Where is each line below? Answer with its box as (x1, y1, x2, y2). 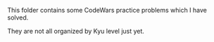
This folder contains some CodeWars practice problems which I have (7, 6, 208, 14)
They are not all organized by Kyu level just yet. (7, 27, 144, 35)
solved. (7, 13, 29, 22)
